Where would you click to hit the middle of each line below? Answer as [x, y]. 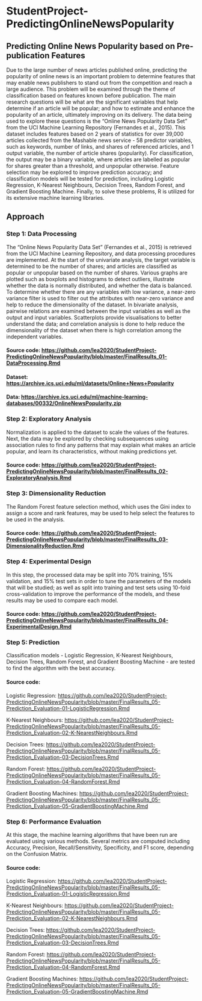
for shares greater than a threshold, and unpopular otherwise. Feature [93, 166]
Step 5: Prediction [33, 642]
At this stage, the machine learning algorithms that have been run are [92, 834]
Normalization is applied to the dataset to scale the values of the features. [98, 432]
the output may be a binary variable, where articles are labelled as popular [98, 160]
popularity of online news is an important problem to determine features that [101, 76]
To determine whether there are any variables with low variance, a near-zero [101, 292]
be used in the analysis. [35, 519]
